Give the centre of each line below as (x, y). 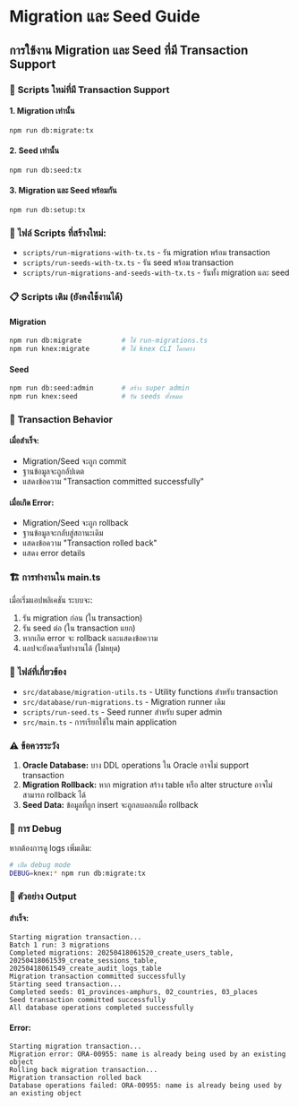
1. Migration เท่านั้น (42, 111)
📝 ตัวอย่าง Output (43, 897)
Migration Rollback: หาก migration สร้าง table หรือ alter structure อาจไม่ (147, 785)
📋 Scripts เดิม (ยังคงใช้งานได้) (66, 296)
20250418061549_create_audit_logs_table (86, 969)
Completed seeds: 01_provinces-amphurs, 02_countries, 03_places (133, 992)
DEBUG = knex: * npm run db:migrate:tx (77, 874)
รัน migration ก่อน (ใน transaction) (82, 618)
